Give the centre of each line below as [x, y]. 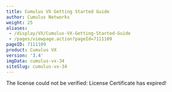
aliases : [17, 28]
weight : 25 [20, 22]
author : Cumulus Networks [38, 17]
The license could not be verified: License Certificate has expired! [86, 83]
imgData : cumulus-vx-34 [35, 61]
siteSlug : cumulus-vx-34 [37, 66]
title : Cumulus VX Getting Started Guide [58, 11]
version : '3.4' [25, 55]
